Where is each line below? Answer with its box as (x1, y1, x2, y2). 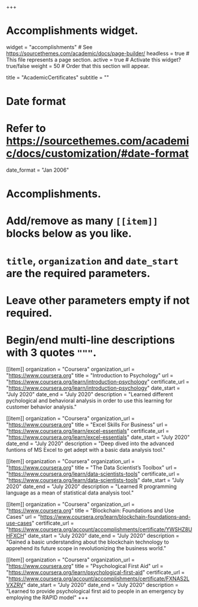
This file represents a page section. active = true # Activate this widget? (6, 56, 181, 63)
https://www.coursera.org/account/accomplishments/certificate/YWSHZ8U (8, 525, 193, 533)
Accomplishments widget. (6, 24, 138, 37)
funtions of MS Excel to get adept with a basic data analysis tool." (6, 446, 165, 453)
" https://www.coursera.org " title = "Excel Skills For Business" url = (6, 421, 168, 428)
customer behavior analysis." (6, 403, 77, 410)
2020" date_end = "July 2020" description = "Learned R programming (6, 483, 177, 490)
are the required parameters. (6, 266, 151, 280)
